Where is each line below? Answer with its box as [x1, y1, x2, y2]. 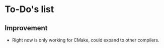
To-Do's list [5, 4, 54, 15]
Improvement [5, 24, 48, 32]
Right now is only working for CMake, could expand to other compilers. [12, 37, 159, 43]
